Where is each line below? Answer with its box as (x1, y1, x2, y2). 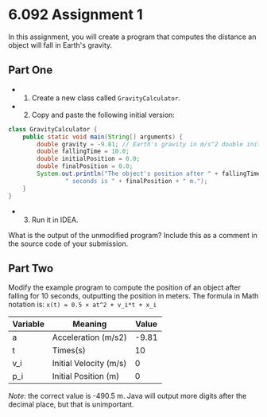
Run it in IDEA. (31, 215, 79, 224)
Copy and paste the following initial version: (31, 110, 175, 119)
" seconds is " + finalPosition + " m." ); (64, 177, 208, 185)
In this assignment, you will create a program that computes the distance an (8, 32, 257, 41)
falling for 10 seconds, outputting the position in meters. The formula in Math (8, 291, 259, 301)
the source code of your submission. (8, 239, 129, 248)
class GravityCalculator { (8, 125, 98, 133)
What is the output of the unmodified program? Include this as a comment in (8, 230, 258, 240)
